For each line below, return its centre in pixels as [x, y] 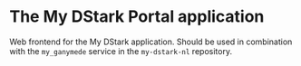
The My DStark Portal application [137, 17]
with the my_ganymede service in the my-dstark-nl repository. [121, 51]
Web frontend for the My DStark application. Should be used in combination [151, 42]
